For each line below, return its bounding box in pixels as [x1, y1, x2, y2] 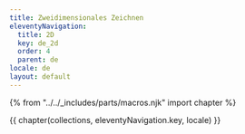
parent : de [17, 55, 59, 64]
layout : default [9, 72, 71, 81]
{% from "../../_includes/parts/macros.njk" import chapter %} [9, 97, 237, 108]
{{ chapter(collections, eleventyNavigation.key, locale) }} [9, 114, 221, 125]
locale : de [9, 64, 51, 73]
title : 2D [17, 30, 54, 39]
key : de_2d [17, 38, 59, 48]
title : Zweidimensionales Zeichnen [9, 13, 144, 23]
